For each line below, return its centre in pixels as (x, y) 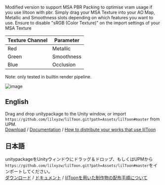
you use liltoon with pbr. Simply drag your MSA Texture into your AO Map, (80, 12)
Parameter (67, 40)
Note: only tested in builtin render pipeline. (48, 77)
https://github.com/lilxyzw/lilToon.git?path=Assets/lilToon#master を (79, 165)
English (17, 102)
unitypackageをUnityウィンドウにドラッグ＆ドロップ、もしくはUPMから (79, 159)
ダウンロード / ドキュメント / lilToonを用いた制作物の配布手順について (76, 178)
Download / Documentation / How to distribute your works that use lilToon (81, 129)
